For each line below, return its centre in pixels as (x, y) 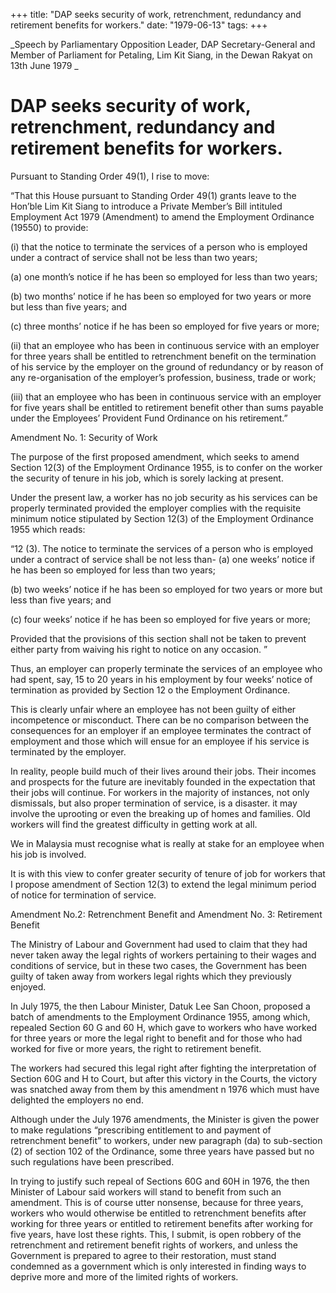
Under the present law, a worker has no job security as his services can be (164, 497)
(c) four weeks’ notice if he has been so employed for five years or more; (161, 619)
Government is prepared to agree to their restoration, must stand (143, 1255)
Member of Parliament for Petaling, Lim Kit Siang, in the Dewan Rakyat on (161, 55)
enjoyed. (28, 986)
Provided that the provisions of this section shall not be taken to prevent (158, 638)
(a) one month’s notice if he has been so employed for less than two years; (164, 276)
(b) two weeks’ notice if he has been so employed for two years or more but (166, 589)
